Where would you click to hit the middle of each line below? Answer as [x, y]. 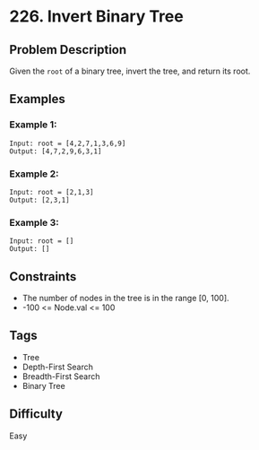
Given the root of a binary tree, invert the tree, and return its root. [130, 71]
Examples [37, 99]
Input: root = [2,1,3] [52, 192]
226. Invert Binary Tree [96, 17]
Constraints [43, 277]
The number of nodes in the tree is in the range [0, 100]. [126, 299]
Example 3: [35, 222]
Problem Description [68, 50]
